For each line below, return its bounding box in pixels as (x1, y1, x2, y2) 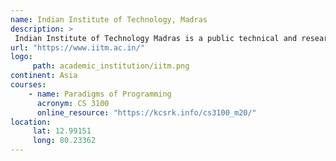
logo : (10, 52, 33, 62)
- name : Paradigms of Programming (28, 89, 172, 99)
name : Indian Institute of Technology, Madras (10, 14, 208, 25)
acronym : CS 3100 (36, 98, 110, 108)
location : (10, 117, 52, 127)
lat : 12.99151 (32, 126, 92, 136)
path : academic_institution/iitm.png (32, 61, 190, 71)
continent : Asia (10, 71, 78, 81)
